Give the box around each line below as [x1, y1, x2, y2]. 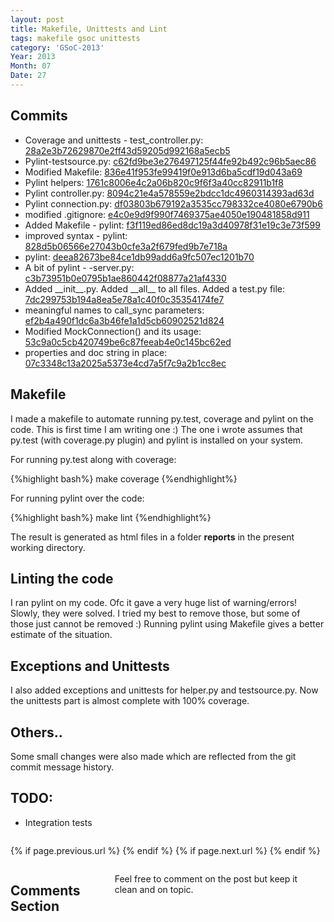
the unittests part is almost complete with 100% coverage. [10, 695, 250, 707]
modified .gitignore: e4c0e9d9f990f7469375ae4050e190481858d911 [24, 208, 310, 220]
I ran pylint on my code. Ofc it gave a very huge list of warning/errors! [10, 597, 298, 609]
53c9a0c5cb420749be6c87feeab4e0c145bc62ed [24, 336, 232, 348]
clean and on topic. [114, 883, 194, 895]
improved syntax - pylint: [24, 229, 128, 241]
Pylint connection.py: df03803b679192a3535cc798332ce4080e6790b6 [24, 197, 323, 210]
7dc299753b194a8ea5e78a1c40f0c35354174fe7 [24, 293, 225, 305]
